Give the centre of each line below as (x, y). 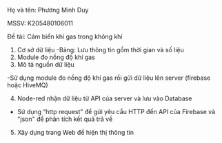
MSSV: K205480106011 (40, 23)
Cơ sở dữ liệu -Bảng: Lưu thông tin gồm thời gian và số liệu (100, 50)
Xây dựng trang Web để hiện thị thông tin (75, 132)
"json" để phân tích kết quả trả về (65, 119)
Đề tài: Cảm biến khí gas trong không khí (65, 36)
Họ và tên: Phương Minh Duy (48, 10)
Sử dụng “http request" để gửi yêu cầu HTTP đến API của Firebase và (116, 112)
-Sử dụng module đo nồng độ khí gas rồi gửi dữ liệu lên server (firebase (109, 78)
